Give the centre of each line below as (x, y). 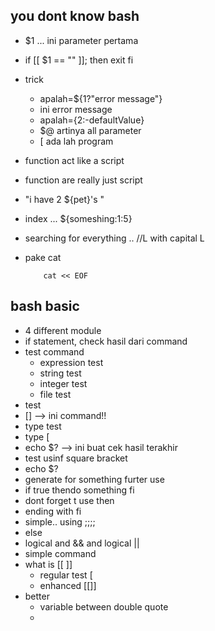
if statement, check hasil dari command (106, 341)
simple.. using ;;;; (60, 521)
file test (55, 394)
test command (54, 351)
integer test (63, 383)
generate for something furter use (94, 479)
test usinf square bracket (76, 458)
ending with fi (53, 511)
